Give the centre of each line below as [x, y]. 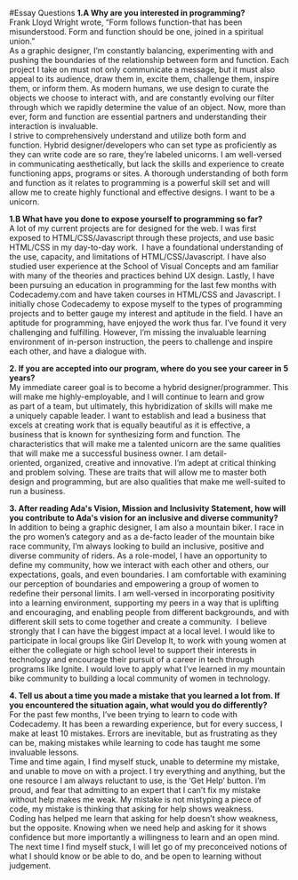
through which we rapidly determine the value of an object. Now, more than [148, 107]
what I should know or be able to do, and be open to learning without [136, 856]
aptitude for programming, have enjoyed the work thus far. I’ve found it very [148, 323]
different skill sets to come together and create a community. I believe [138, 622]
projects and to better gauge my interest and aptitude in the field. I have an [146, 313]
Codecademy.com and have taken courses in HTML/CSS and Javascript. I [145, 294]
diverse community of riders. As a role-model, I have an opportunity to [138, 556]
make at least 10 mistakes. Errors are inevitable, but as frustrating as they [143, 733]
